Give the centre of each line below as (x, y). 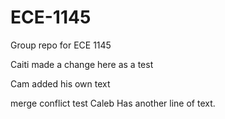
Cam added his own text (60, 83)
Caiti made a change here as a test (82, 64)
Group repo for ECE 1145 (61, 45)
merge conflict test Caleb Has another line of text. (113, 103)
